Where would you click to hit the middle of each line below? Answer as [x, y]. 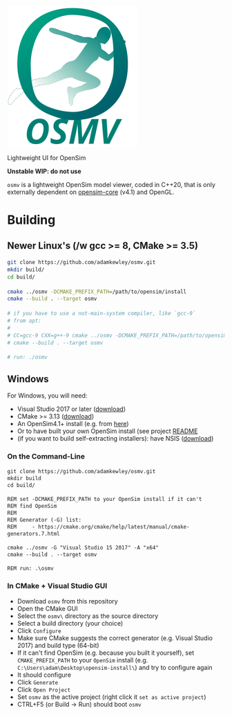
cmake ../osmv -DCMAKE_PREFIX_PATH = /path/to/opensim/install [97, 292]
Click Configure [39, 630]
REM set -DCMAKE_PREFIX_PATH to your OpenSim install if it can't [105, 500]
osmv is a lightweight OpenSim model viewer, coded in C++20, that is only [112, 185]
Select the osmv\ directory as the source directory [88, 616]
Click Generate [38, 682]
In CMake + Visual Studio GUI [57, 586]
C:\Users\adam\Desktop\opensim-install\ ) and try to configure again [115, 667]
